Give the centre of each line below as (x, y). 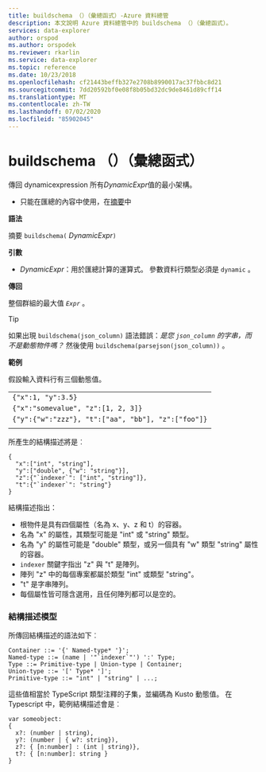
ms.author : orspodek (42, 45)
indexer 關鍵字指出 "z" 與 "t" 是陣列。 (82, 564)
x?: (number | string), (54, 733)
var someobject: (35, 719)
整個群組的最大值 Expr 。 (49, 302)
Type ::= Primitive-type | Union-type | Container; (95, 665)
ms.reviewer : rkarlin (44, 53)
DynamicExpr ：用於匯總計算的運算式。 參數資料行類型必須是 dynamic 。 (137, 269)
